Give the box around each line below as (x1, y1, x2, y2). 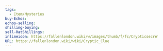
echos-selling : (5, 20, 36, 26)
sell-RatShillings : (5, 30, 45, 34)
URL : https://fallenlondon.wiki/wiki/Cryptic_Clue (5, 39, 110, 44)
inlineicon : (5, 34, 29, 39)
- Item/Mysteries (9, 12, 45, 17)
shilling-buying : (5, 25, 40, 30)
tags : (5, 7, 16, 12)
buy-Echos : (5, 16, 27, 21)
